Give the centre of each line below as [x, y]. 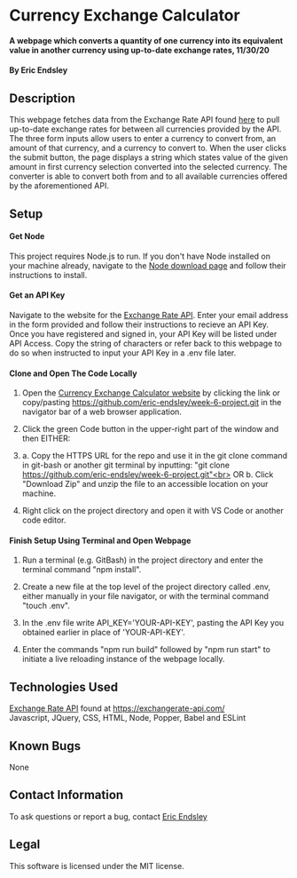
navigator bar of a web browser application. [102, 412]
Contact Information [66, 795]
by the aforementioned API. [59, 186]
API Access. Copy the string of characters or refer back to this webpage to [145, 343]
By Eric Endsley [39, 70]
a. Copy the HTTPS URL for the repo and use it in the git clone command [155, 456]
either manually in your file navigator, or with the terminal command [145, 596]
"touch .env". [46, 606]
